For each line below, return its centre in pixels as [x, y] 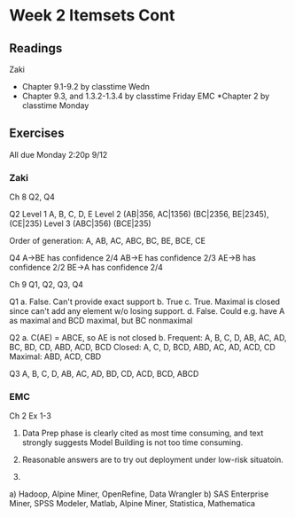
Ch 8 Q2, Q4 [32, 197]
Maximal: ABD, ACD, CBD [55, 356]
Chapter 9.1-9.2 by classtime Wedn [86, 86]
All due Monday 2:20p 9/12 [58, 154]
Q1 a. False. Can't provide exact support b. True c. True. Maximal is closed [145, 302]
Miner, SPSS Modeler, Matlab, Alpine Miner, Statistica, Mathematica [132, 504]
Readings [36, 48]
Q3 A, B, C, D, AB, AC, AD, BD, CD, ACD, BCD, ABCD [104, 374]
